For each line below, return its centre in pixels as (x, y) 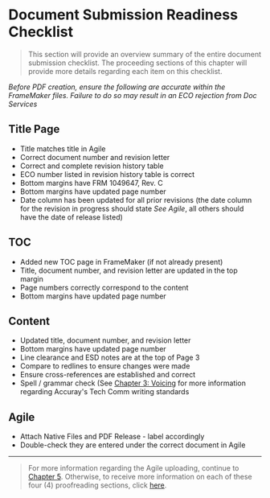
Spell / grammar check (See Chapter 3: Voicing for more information (133, 383)
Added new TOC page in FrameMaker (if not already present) (121, 261)
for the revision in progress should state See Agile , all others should (132, 208)
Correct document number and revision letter (95, 157)
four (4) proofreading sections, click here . (97, 485)
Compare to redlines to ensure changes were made (105, 366)
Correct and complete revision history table (92, 166)
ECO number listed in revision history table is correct (107, 174)
